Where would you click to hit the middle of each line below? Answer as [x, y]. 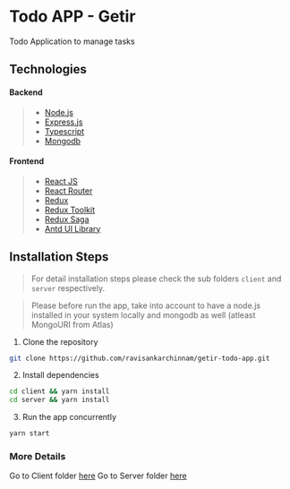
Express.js [64, 122]
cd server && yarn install [60, 400]
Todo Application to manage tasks [72, 41]
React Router [68, 191]
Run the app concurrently [69, 417]
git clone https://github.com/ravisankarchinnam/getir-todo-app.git [140, 358]
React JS [61, 181]
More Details [38, 456]
